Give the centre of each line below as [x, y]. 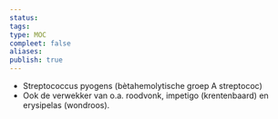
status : [24, 18]
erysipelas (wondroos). [66, 105]
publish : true [36, 60]
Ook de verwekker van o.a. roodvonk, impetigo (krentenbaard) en [145, 95]
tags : [20, 26]
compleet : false [40, 43]
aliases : [26, 52]
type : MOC [28, 35]
